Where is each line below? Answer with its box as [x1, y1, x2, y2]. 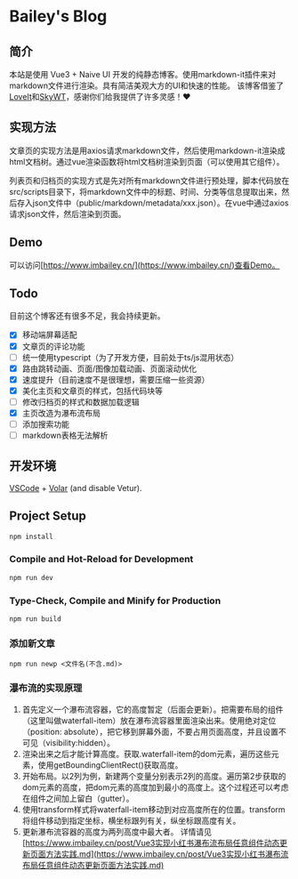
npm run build [9, 615, 62, 624]
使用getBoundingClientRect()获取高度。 [37, 759, 183, 770]
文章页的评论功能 [21, 341, 85, 351]
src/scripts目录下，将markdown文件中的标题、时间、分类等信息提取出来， [9, 186, 282, 197]
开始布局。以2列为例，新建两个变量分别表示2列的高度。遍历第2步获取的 [21, 770, 286, 781]
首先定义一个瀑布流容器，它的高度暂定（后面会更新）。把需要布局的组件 [21, 704, 284, 714]
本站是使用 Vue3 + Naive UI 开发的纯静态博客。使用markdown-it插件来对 [9, 69, 277, 79]
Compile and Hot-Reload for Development [9, 553, 194, 566]
